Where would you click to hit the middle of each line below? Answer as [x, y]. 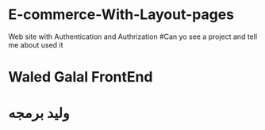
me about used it [36, 44]
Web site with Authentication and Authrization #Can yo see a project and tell [133, 36]
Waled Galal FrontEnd [81, 77]
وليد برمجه [39, 113]
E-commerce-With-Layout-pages [121, 15]
